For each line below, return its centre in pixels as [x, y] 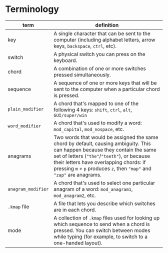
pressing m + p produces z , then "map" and [102, 168]
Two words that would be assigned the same [106, 137]
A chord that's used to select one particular [104, 182]
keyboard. [65, 60]
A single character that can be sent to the [102, 33]
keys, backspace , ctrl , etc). [85, 46]
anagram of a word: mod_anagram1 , [93, 189]
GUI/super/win [70, 115]
